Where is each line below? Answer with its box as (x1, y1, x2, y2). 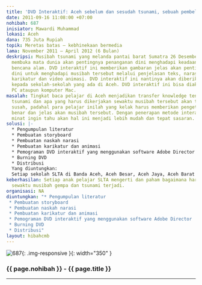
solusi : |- (6, 121, 34, 127)
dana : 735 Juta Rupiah (6, 37, 63, 43)
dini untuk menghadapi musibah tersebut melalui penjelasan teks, (11, 70, 182, 77)
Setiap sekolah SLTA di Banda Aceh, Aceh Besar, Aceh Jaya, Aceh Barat (11, 171, 195, 178)
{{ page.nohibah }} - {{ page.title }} (6, 265, 111, 273)
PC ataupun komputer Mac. (11, 87, 77, 93)
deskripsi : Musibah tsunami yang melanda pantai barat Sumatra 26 (6, 54, 176, 60)
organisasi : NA (6, 188, 44, 194)
